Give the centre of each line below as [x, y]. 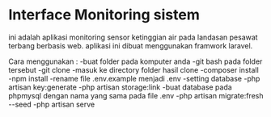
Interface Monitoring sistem [104, 15]
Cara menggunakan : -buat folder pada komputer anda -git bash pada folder [135, 61]
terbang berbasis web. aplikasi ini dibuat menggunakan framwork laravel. [131, 45]
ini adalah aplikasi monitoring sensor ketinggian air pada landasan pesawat [133, 37]
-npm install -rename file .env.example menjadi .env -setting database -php [134, 78]
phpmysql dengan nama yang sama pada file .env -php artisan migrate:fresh [136, 95]
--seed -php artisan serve [52, 104]
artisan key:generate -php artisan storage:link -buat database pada [120, 87]
